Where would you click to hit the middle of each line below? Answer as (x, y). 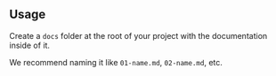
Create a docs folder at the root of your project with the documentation (138, 35)
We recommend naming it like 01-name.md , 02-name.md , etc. (116, 62)
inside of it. (30, 45)
